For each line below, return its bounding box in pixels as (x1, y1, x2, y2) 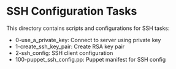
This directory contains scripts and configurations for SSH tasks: (6, 24, 170, 32)
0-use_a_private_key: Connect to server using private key (15, 36, 161, 43)
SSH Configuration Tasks (6, 4, 137, 18)
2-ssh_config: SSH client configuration (15, 49, 113, 56)
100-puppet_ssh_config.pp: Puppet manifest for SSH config (15, 56, 166, 63)
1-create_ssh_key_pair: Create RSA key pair (15, 43, 124, 50)
